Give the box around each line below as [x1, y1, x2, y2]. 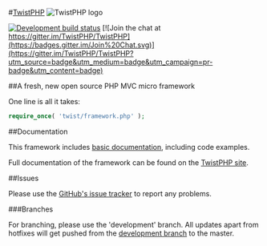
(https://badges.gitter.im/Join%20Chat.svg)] [8, 40, 155, 50]
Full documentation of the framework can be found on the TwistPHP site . [8, 157, 249, 167]
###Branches [8, 204, 54, 214]
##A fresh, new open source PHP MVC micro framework [8, 81, 195, 91]
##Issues [8, 173, 39, 183]
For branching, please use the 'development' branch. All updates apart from [8, 220, 259, 229]
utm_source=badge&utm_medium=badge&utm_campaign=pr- [8, 57, 213, 67]
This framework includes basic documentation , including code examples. [8, 142, 250, 151]
